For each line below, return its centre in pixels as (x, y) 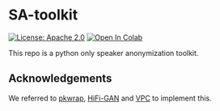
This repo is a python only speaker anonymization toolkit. (104, 53)
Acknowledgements (60, 79)
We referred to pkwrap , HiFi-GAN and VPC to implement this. (110, 98)
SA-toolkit (43, 15)
